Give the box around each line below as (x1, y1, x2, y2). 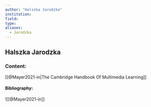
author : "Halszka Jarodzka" (5, 7, 63, 12)
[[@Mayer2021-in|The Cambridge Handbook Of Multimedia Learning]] (5, 74, 147, 80)
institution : (5, 12, 32, 17)
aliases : (5, 26, 23, 30)
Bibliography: (5, 85, 33, 91)
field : (5, 16, 19, 21)
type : (5, 21, 16, 26)
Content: (5, 63, 27, 70)
